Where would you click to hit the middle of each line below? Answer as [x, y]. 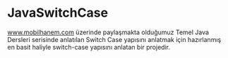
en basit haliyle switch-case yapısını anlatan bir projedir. [89, 47]
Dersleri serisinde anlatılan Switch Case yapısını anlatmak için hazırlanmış [114, 39]
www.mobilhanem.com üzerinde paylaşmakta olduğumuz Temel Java [108, 32]
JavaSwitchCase [58, 13]
